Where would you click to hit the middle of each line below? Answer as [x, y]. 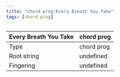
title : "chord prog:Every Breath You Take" [60, 11]
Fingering [22, 65]
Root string [24, 56]
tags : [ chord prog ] [30, 17]
